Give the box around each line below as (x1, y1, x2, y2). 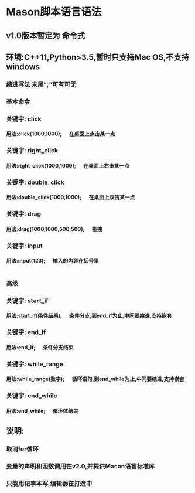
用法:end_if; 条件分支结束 (6, 344, 74, 351)
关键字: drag (6, 210, 42, 218)
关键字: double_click (6, 178, 64, 186)
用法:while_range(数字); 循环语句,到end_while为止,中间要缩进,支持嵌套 (6, 376, 184, 383)
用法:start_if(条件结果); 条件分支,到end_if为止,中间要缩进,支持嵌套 (6, 312, 172, 319)
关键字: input (6, 242, 43, 250)
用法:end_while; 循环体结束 (6, 407, 78, 414)
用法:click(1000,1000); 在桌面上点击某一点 (6, 130, 115, 138)
